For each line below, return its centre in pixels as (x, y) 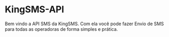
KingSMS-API (35, 10)
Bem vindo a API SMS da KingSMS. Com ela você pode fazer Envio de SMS (84, 24)
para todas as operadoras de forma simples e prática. (61, 29)
